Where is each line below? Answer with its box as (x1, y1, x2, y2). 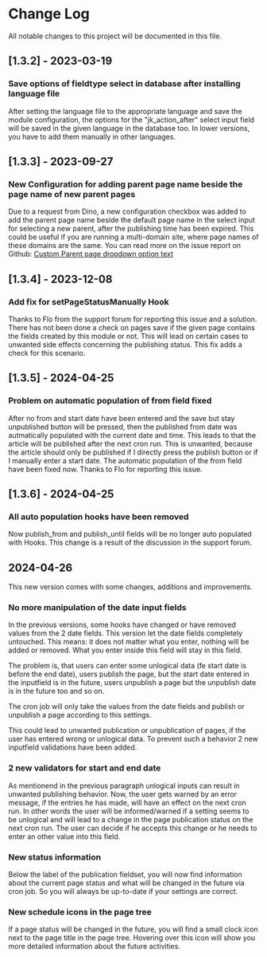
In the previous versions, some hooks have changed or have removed (8, 620, 237, 630)
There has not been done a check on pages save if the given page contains (8, 323, 256, 332)
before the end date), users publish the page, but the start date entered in (8, 669, 250, 679)
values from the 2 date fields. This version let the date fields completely (8, 628, 243, 638)
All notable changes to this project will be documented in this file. (8, 31, 222, 41)
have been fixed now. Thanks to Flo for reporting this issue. (8, 464, 203, 474)
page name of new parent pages (8, 188, 136, 199)
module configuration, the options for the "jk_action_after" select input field (8, 115, 255, 124)
